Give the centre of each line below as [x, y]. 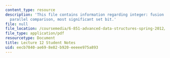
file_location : [21, 29]
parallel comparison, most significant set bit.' [63, 19]
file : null [17, 24]
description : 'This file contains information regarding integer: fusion [85, 15]
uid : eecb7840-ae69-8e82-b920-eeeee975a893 [52, 47]
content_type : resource [30, 10]
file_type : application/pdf [35, 33]
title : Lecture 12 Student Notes [40, 43]
